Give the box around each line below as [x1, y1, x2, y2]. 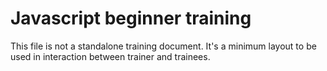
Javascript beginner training [10, 7, 252, 30]
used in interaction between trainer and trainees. [10, 50, 211, 62]
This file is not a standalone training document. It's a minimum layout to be [10, 40, 317, 52]
